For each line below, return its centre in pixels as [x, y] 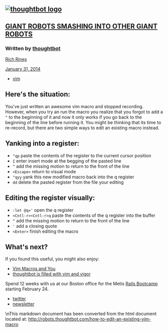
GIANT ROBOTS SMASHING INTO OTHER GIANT [81, 26]
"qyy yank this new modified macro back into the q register [73, 177]
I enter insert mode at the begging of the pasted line [67, 161]
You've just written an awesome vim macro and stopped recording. [74, 106]
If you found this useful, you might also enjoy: [52, 259]
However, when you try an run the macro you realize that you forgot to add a [84, 112]
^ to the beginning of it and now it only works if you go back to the [73, 117]
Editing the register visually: [50, 198]
